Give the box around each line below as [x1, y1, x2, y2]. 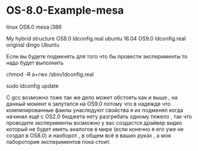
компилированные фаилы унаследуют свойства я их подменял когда [6, 106, 184, 113]
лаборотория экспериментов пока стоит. [6, 138, 111, 145]
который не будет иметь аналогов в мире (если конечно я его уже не [6, 125, 184, 132]
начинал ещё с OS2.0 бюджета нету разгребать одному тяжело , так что [6, 113, 192, 120]
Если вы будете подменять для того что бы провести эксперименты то [6, 53, 188, 60]
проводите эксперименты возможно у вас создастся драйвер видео [6, 119, 182, 126]
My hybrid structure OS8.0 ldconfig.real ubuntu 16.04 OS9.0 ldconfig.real [6, 35, 186, 42]
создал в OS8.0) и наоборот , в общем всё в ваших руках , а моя [6, 132, 171, 139]
